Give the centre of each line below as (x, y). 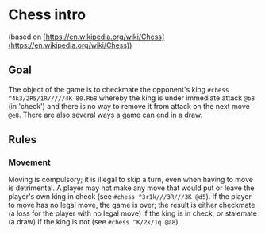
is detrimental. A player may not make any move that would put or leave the (131, 188)
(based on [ (27, 37)
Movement (30, 162)
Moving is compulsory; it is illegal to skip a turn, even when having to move (131, 180)
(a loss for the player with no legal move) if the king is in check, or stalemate (133, 213)
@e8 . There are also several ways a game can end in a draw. (106, 115)
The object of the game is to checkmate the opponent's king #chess (119, 89)
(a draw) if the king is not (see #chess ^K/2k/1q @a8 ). (94, 222)
